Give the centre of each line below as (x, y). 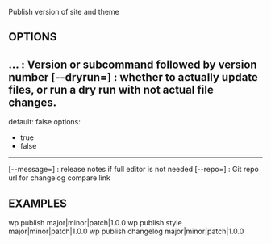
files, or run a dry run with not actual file (111, 89)
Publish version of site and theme (64, 12)
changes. (33, 102)
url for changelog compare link (60, 178)
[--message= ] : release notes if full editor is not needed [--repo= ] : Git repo (134, 170)
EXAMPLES (38, 203)
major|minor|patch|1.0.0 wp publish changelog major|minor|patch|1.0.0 (126, 231)
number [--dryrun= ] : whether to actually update (133, 77)
